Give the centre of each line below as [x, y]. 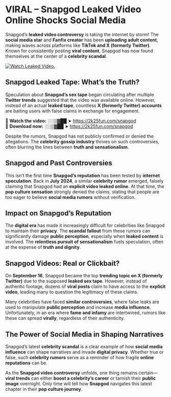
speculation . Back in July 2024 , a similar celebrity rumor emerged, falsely [84, 181]
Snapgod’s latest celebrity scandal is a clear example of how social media [84, 347]
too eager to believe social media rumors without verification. [71, 197]
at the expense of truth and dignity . [43, 247]
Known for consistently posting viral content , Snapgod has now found [79, 51]
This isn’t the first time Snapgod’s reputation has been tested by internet [83, 175]
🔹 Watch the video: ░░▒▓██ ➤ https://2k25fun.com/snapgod [71, 121]
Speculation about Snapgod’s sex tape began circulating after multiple [80, 94]
